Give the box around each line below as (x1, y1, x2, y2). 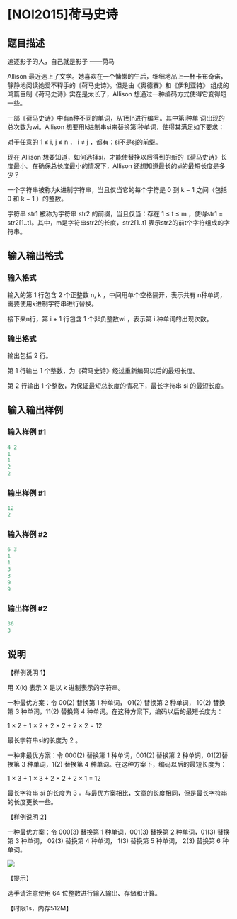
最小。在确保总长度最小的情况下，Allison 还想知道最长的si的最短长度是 (13, 162, 219, 170)
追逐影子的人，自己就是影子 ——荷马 (7, 57, 115, 65)
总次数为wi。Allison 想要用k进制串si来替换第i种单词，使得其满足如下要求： (7, 123, 225, 131)
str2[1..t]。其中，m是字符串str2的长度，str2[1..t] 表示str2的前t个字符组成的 (7, 218, 224, 227)
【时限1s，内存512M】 (7, 904, 73, 913)
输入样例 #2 (7, 530, 48, 540)
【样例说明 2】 (7, 813, 51, 821)
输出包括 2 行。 (7, 351, 52, 360)
